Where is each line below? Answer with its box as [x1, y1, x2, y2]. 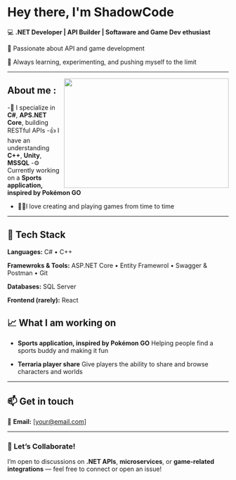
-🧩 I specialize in [7, 103, 55, 112]
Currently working [7, 166, 60, 174]
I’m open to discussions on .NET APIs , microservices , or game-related [7, 458, 215, 466]
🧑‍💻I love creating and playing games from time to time [17, 201, 174, 211]
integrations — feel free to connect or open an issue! [7, 465, 162, 474]
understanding [7, 143, 50, 152]
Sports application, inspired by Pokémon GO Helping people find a [17, 339, 214, 347]
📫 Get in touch [7, 395, 74, 407]
